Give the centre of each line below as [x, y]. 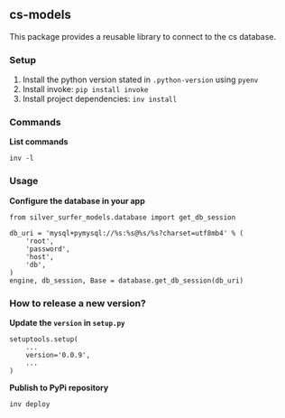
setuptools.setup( [44, 339]
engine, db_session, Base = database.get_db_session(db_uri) [127, 280]
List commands [39, 142]
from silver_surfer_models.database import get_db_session [123, 217]
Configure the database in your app [78, 200]
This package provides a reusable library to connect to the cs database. [143, 36]
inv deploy [30, 404]
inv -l [22, 158]
